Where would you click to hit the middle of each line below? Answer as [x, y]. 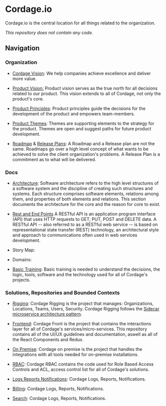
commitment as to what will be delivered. [54, 159]
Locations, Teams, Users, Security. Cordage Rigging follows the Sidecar [86, 309]
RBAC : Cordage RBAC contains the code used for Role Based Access [83, 364]
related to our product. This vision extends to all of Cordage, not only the [86, 94]
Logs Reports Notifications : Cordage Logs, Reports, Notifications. [79, 379]
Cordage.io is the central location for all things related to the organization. [80, 23]
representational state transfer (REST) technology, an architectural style [85, 229]
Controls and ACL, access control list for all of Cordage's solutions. [81, 370]
